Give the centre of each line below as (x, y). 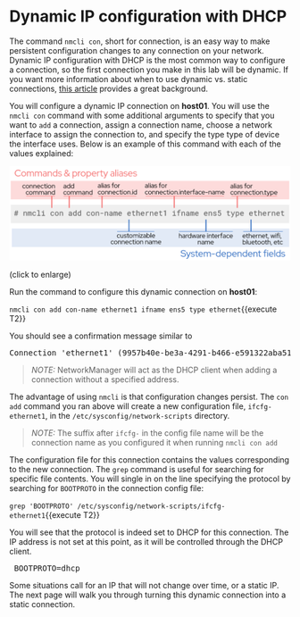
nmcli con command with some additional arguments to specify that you (142, 115)
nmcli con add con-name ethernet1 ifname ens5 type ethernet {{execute (143, 309)
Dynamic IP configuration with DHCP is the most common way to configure (147, 60)
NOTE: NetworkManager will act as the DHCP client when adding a (154, 370)
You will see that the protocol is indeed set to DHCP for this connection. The (149, 532)
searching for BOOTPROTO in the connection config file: (106, 488)
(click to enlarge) (40, 275)
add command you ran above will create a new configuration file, (128, 406)
